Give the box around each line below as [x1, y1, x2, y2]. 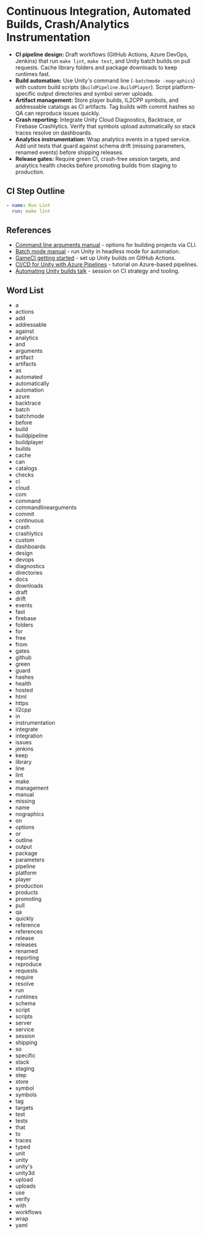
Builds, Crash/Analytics [6, 17, 130, 31]
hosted [15, 687, 34, 694]
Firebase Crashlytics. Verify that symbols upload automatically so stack [15, 122, 196, 130]
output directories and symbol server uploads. [36, 90, 154, 97]
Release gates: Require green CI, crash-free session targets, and [15, 155, 181, 162]
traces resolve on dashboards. [15, 129, 93, 136]
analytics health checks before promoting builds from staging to [15, 162, 178, 169]
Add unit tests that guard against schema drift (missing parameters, [15, 142, 186, 149]
